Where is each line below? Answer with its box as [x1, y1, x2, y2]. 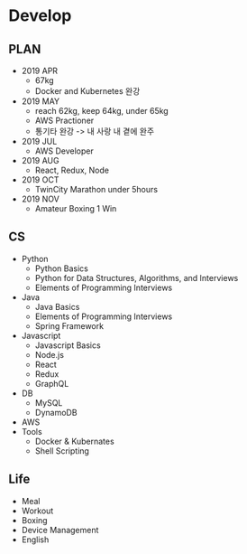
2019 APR [21, 65, 59, 76]
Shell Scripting [34, 445, 89, 456]
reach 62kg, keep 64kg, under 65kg [34, 106, 169, 116]
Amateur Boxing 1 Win [34, 203, 117, 213]
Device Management [21, 524, 99, 535]
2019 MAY [21, 96, 60, 107]
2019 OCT [21, 174, 59, 185]
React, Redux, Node [34, 164, 110, 175]
